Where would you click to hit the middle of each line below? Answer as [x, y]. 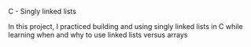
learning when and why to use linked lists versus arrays [98, 35]
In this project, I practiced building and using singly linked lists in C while [125, 26]
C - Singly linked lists [42, 11]
